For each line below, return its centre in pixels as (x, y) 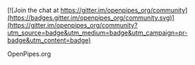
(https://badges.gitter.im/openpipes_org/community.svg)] (91, 18)
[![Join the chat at (33, 10)
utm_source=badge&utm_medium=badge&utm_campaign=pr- (97, 32)
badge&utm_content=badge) (49, 40)
